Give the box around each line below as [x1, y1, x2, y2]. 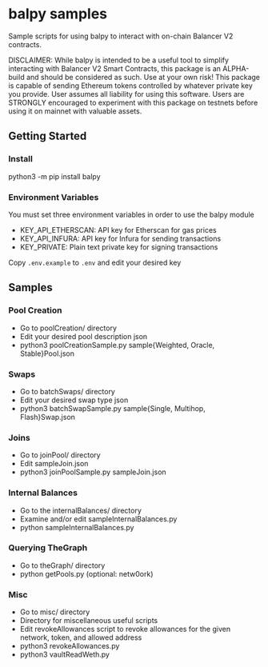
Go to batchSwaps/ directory [19, 386, 116, 396]
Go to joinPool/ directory [19, 450, 102, 460]
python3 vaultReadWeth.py [19, 649, 110, 660]
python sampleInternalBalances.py [19, 522, 134, 532]
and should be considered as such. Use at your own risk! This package [26, 72, 260, 82]
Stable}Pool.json [19, 349, 74, 358]
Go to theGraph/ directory [19, 561, 106, 570]
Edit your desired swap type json [19, 395, 129, 405]
